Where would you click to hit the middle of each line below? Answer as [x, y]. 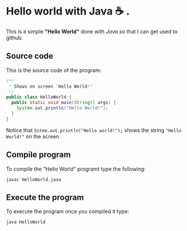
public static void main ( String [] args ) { [64, 103]
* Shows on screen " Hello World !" [51, 86]
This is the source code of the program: [54, 70]
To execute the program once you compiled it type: [68, 212]
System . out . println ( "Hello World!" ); [63, 108]
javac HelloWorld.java [34, 180]
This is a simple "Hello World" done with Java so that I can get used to [92, 31]
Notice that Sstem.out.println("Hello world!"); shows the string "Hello [94, 130]
